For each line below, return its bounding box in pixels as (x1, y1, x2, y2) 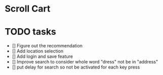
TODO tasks (5, 26, 57, 38)
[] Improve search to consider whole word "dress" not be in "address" (12, 59, 158, 65)
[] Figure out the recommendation (12, 43, 83, 49)
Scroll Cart (5, 3, 51, 15)
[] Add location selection (12, 48, 64, 54)
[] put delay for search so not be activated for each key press (12, 64, 140, 70)
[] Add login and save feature (12, 53, 73, 59)
